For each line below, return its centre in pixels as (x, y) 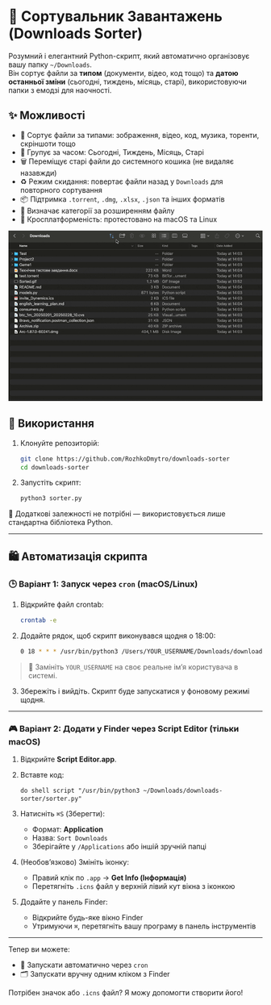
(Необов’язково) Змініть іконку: (74, 862)
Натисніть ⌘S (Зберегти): (62, 814)
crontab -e (38, 620)
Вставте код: (42, 775)
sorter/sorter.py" (51, 799)
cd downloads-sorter (54, 467)
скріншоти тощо (48, 144)
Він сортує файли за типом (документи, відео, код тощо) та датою (123, 73)
